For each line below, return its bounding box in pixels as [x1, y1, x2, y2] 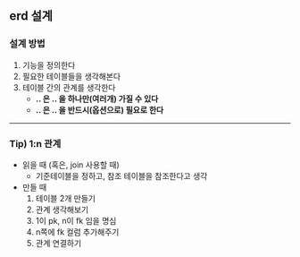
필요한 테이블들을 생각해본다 [21, 71, 121, 81]
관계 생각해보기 [35, 204, 89, 215]
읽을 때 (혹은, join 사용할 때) [21, 159, 121, 170]
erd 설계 [9, 8, 54, 24]
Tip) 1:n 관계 [9, 137, 62, 150]
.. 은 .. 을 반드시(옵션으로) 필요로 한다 [35, 104, 164, 115]
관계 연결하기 [35, 237, 82, 248]
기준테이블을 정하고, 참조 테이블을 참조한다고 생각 [35, 170, 208, 181]
